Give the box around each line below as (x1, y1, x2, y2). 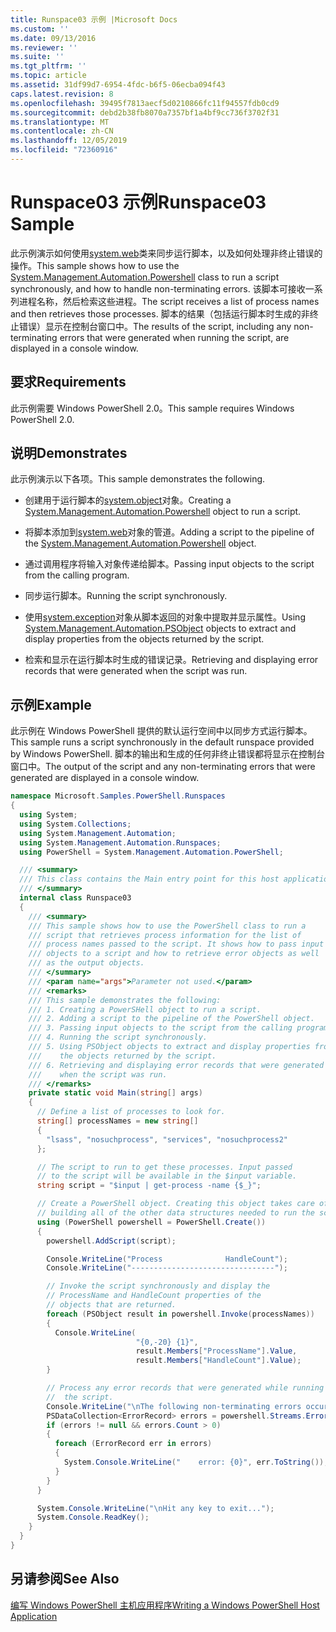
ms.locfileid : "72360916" (10, 145, 118, 155)
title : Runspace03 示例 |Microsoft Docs (10, 14, 178, 25)
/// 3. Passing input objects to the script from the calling (28, 1023, 293, 1033)
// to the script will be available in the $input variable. (36, 1171, 298, 1181)
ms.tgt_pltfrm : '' (10, 61, 87, 71)
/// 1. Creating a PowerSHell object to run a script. (28, 1004, 262, 1015)
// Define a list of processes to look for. (36, 1107, 226, 1117)
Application (10, 1610, 58, 1622)
